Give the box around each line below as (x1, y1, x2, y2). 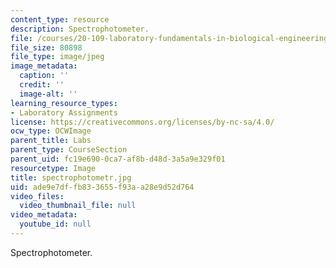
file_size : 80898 (10, 42, 83, 53)
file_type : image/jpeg (10, 52, 105, 62)
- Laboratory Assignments (10, 107, 118, 118)
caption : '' (19, 71, 70, 81)
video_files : (10, 191, 65, 201)
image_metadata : (10, 61, 78, 71)
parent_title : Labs (10, 136, 92, 146)
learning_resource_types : (10, 98, 118, 108)
